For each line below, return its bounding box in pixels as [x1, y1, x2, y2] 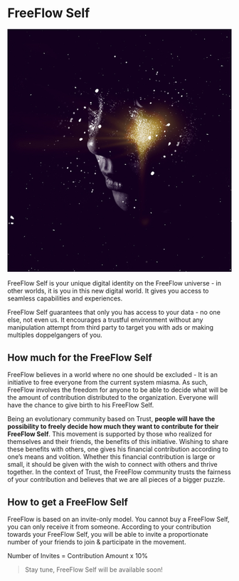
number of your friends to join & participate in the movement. [7, 537, 186, 546]
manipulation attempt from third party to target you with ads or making [7, 323, 214, 332]
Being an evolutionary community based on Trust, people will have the [7, 415, 216, 423]
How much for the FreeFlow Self [7, 351, 153, 363]
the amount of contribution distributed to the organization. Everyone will [7, 393, 218, 402]
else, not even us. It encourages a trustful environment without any [7, 315, 203, 324]
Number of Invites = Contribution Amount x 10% [7, 551, 148, 560]
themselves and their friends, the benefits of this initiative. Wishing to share [7, 438, 229, 446]
